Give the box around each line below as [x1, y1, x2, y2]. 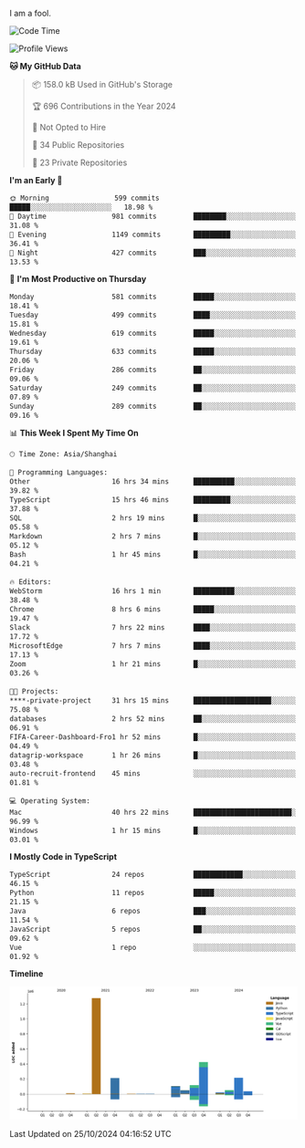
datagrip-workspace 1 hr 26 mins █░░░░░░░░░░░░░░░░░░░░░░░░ [9, 751, 297, 760]
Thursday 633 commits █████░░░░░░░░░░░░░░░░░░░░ [9, 347, 297, 356]
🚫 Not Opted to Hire [31, 122, 107, 132]
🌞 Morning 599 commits [9, 193, 160, 203]
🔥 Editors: [9, 578, 52, 587]
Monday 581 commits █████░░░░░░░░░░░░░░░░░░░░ [9, 292, 297, 301]
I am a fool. [9, 8, 52, 18]
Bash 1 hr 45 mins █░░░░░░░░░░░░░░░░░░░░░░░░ [9, 550, 297, 559]
